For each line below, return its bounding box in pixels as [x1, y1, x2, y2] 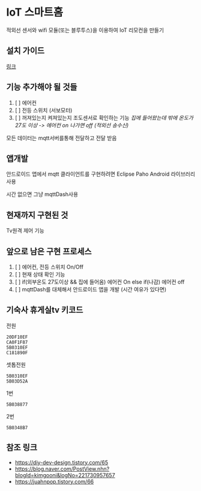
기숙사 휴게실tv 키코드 [6, 305, 83, 315]
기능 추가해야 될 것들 [6, 82, 77, 92]
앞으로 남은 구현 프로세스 [6, 246, 92, 257]
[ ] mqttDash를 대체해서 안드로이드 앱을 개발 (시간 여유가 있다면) [14, 286, 167, 293]
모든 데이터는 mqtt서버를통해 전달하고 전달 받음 [6, 134, 117, 141]
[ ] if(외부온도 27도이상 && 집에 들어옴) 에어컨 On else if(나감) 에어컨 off [14, 278, 185, 285]
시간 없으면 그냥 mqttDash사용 [6, 191, 79, 198]
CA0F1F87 [6, 339, 28, 345]
